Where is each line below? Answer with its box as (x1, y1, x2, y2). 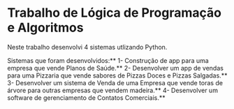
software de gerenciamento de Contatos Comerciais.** (7, 93, 166, 102)
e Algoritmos (7, 20, 84, 36)
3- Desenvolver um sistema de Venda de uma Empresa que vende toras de (7, 78, 224, 87)
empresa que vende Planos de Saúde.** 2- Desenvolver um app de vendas (7, 64, 224, 72)
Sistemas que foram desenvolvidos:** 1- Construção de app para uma (7, 56, 210, 64)
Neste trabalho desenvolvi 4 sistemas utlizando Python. (7, 43, 168, 51)
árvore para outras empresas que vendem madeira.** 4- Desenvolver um (7, 86, 219, 94)
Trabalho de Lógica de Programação (7, 5, 222, 21)
